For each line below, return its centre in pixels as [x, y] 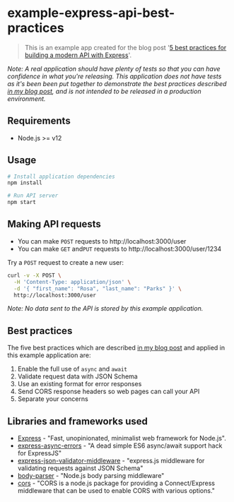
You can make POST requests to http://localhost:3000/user [102, 241]
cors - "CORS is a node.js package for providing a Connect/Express [116, 483]
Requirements [39, 121]
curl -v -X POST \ [34, 275]
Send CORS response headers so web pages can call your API [109, 392]
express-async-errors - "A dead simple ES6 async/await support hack [120, 446]
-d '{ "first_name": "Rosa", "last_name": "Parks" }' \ [98, 288]
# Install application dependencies [61, 177]
